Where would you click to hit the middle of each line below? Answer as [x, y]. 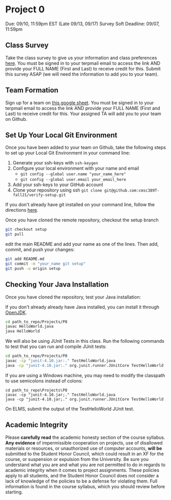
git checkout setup [26, 230]
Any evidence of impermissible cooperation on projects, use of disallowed [84, 442]
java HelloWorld [23, 331]
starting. [14, 492]
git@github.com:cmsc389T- [132, 191]
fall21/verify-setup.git [39, 195]
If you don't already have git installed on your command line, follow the [80, 205]
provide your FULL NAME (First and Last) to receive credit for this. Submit [83, 68]
